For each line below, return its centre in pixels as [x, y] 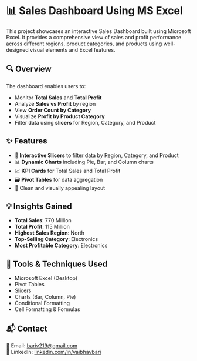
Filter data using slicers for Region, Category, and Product [85, 122]
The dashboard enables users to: [46, 86]
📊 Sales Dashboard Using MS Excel [94, 11]
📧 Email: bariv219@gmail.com [42, 346]
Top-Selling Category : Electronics [56, 239]
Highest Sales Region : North [50, 233]
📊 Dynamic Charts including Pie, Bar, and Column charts [84, 162]
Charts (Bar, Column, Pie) [45, 297]
